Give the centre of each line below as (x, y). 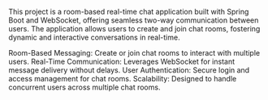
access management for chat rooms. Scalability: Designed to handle (123, 79)
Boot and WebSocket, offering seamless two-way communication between (134, 20)
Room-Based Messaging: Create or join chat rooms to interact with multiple (134, 53)
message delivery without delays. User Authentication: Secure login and (129, 70)
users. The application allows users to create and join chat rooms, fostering (134, 29)
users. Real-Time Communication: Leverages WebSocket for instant (122, 61)
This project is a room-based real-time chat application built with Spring (129, 12)
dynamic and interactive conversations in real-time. (94, 37)
